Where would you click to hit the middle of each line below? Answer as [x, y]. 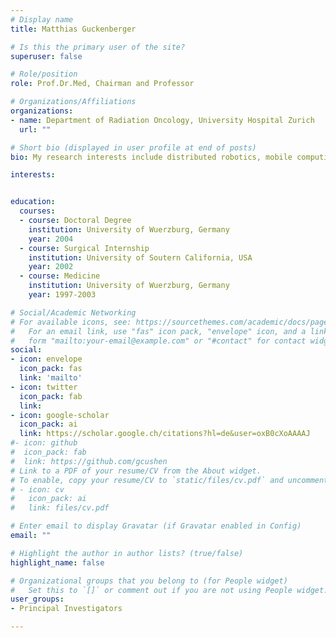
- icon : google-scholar [60, 415]
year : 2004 [51, 239]
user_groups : [37, 599]
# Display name [42, 19]
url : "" [35, 129]
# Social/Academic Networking [73, 312]
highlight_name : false [57, 562]
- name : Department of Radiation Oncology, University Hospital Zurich [162, 120]
